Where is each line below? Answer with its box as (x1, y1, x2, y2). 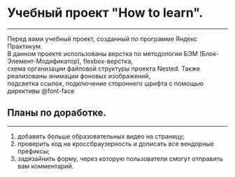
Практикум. (7, 42, 43, 50)
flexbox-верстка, (83, 57, 133, 65)
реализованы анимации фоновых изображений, (7, 71, 151, 80)
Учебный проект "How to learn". (7, 5, 204, 21)
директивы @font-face (7, 86, 75, 95)
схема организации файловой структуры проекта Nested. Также (7, 64, 201, 73)
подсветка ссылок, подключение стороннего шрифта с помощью (7, 79, 204, 87)
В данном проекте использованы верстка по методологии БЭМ (7, 49, 198, 57)
